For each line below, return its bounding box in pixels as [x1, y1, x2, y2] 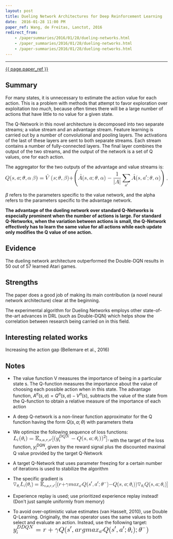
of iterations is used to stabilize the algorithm [12, 466, 109, 472]
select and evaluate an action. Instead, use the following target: [12, 519, 148, 525]
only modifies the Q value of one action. [5, 229, 93, 235]
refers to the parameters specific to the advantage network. [5, 197, 132, 203]
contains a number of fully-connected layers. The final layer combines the [5, 143, 162, 149]
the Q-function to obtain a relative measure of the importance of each [12, 398, 161, 404]
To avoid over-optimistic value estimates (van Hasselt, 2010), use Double [12, 508, 168, 514]
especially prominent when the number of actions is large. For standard [5, 213, 162, 219]
